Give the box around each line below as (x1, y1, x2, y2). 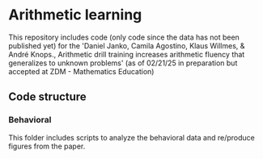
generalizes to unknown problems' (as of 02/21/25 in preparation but (8, 58, 238, 68)
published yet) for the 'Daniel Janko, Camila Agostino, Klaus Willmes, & (8, 40, 245, 50)
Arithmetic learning (8, 6, 142, 24)
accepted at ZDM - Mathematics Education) (8, 66, 155, 76)
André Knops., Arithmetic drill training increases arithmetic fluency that (8, 49, 245, 59)
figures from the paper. (8, 141, 86, 151)
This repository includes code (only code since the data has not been (8, 32, 240, 42)
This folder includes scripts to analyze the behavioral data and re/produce (8, 132, 255, 142)
